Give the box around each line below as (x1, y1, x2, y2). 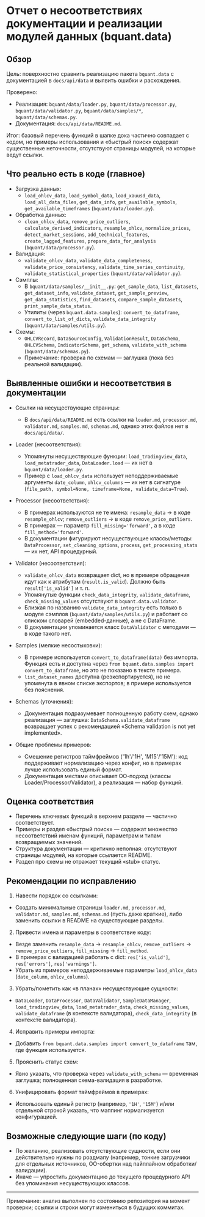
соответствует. (15, 819, 55, 826)
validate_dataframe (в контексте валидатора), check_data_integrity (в (15, 1010, 197, 1017)
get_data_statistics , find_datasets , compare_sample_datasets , (24, 295, 183, 303)
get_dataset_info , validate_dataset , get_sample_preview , (24, 289, 169, 296)
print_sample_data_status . (24, 302, 92, 309)
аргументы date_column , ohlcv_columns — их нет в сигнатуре (24, 478, 181, 486)
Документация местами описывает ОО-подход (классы (24, 772, 171, 779)
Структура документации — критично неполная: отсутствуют (15, 845, 177, 853)
